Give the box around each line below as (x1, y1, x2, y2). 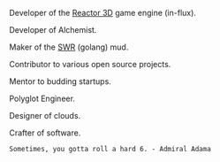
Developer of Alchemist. (9, 25, 97, 35)
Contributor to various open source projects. (9, 59, 171, 69)
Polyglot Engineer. (9, 93, 75, 104)
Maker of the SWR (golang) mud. (9, 42, 129, 52)
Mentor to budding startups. (9, 76, 112, 87)
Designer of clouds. (9, 111, 81, 120)
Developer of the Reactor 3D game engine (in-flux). (9, 8, 197, 18)
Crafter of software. (9, 127, 81, 138)
